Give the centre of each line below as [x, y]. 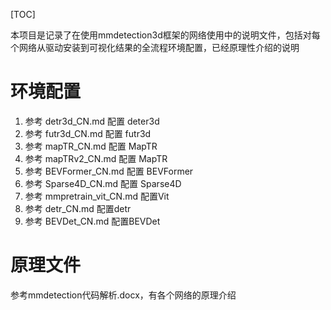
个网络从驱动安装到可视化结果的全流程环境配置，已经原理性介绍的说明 [155, 47]
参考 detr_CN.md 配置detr [78, 208]
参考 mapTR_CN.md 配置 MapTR [91, 146]
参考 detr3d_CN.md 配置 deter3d [92, 121]
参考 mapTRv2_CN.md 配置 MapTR [96, 158]
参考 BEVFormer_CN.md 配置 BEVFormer [109, 171]
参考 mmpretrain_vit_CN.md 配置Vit [97, 196]
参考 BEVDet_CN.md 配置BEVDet [92, 221]
